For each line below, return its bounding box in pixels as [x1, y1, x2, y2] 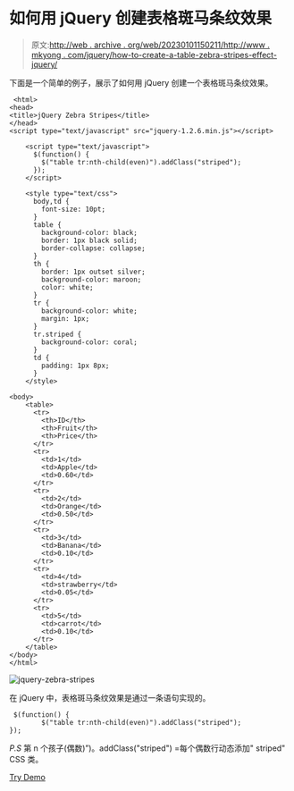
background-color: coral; [41, 337, 139, 347]
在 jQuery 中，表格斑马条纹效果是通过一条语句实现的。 [9, 692, 211, 703]
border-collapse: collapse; [41, 243, 146, 253]
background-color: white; [41, 306, 139, 316]
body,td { [32, 197, 70, 206]
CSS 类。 [9, 753, 44, 764]
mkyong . [30, 49, 66, 60]
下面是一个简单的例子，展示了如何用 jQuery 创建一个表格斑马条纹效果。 [9, 77, 273, 88]
